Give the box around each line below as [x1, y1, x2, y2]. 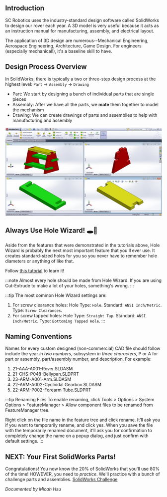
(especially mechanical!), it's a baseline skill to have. [5, 48, 113, 54]
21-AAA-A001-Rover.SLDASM [12, 366, 73, 372]
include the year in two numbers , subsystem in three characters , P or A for [5, 351, 158, 357]
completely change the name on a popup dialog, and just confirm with [5, 433, 149, 439]
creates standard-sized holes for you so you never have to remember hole [5, 252, 158, 258]
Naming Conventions [5, 332, 72, 341]
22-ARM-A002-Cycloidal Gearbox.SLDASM [12, 382, 102, 388]
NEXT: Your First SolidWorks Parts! [5, 453, 116, 461]
